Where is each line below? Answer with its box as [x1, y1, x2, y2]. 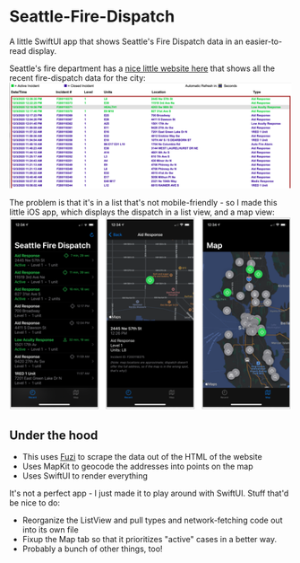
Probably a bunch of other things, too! [21, 543, 163, 554]
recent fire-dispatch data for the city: [9, 72, 146, 83]
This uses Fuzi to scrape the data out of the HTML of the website [21, 452, 262, 462]
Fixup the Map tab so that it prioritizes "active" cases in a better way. [21, 534, 278, 545]
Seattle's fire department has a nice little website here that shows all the [9, 63, 276, 74]
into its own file [21, 524, 79, 535]
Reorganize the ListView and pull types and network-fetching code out [21, 515, 283, 526]
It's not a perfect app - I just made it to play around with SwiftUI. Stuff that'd [9, 488, 289, 499]
